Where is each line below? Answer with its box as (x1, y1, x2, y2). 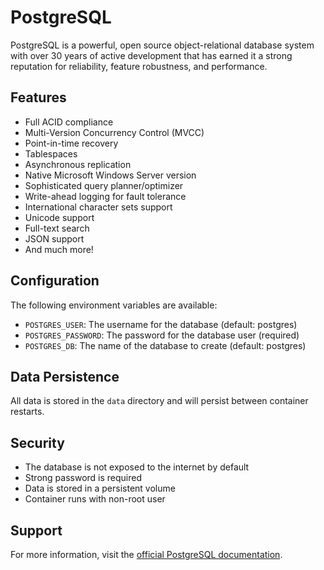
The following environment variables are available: (10, 299, 218, 311)
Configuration (10, 272, 100, 290)
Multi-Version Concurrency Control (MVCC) (24, 126, 205, 138)
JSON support (24, 232, 85, 245)
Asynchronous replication (24, 158, 132, 170)
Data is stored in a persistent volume (24, 482, 176, 495)
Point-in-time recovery (24, 137, 119, 149)
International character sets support (24, 201, 173, 213)
